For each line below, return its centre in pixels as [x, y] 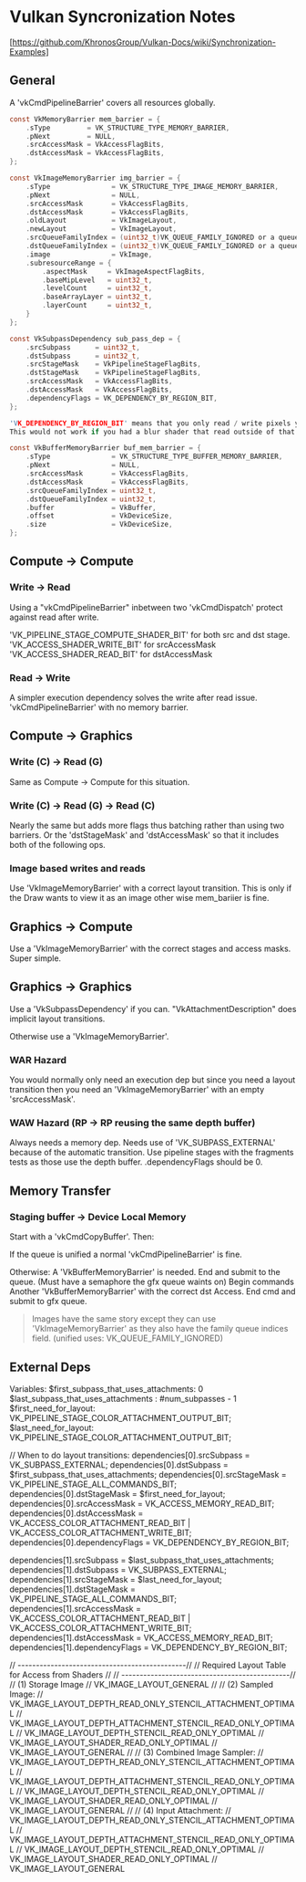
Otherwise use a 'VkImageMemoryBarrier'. [89, 1036]
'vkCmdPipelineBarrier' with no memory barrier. [99, 707]
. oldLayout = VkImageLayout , [102, 221]
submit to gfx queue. [49, 1302]
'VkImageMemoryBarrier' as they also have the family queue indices [160, 1329]
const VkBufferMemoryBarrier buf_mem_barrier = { [106, 448]
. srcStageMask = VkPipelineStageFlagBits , [114, 364]
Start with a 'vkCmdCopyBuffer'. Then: [82, 1237]
